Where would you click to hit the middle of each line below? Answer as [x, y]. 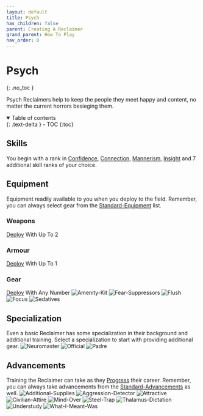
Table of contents [34, 117]
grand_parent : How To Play [41, 35]
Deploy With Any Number [38, 293]
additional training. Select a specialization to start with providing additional [100, 340]
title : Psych [23, 18]
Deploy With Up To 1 [32, 264]
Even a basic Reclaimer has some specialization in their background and [97, 333]
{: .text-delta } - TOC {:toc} [40, 124]
